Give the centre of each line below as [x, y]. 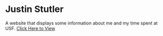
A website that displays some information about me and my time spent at [81, 23]
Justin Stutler [35, 9]
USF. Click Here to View [30, 28]
